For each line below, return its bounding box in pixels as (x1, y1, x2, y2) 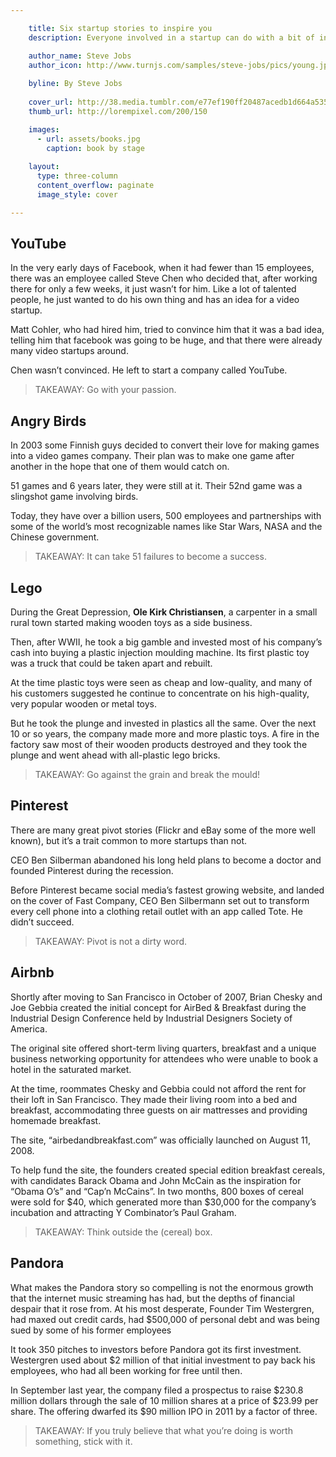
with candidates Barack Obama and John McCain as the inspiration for (10, 1174, 302, 1186)
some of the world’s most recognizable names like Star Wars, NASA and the (10, 521, 323, 533)
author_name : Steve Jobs (28, 51, 132, 61)
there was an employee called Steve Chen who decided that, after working (10, 272, 318, 285)
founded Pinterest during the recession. (10, 864, 174, 876)
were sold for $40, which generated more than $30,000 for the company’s (10, 1196, 317, 1208)
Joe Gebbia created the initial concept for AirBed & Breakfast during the (10, 1001, 307, 1013)
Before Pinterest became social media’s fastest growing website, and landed (10, 884, 325, 896)
